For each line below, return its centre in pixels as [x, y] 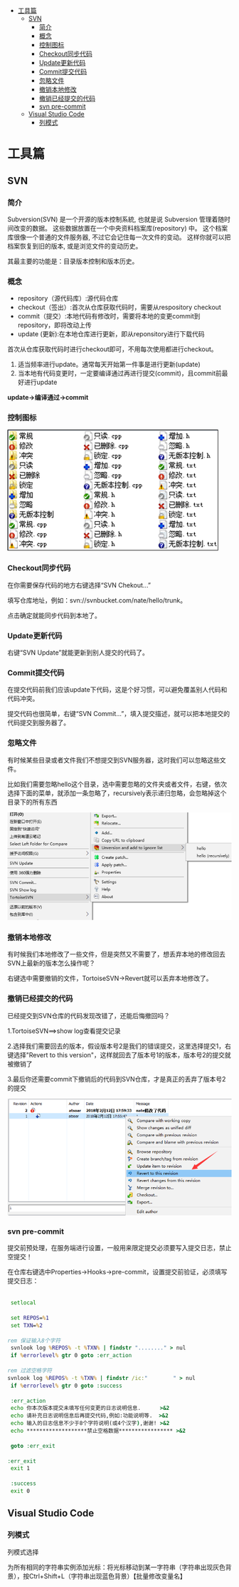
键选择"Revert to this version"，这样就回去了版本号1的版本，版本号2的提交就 [119, 1054]
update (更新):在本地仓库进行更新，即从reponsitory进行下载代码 [111, 334]
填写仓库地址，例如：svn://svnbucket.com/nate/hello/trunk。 [97, 600]
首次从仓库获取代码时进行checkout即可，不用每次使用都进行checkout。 [113, 349]
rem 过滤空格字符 [30, 1371]
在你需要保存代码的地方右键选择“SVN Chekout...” [79, 585]
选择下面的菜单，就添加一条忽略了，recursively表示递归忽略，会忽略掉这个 [117, 793]
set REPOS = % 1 [30, 1318]
